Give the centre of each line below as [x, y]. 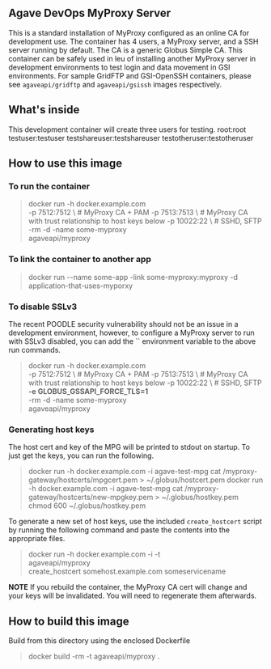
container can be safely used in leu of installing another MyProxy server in [132, 58]
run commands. [34, 349]
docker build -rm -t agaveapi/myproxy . [94, 656]
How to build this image [69, 621]
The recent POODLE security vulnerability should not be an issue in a [123, 324]
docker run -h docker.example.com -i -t [94, 554]
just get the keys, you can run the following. [81, 455]
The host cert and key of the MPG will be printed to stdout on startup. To [129, 447]
